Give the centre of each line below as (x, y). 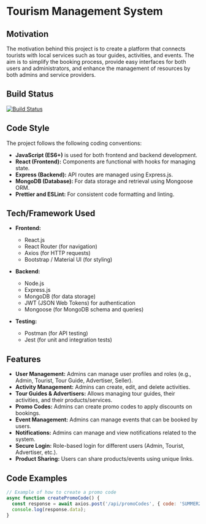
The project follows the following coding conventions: (74, 143)
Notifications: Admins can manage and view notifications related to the (106, 433)
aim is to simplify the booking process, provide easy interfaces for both (96, 62)
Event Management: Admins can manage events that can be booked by (106, 420)
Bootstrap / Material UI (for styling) (68, 260)
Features (24, 359)
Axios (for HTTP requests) (57, 253)
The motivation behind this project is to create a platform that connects (96, 49)
